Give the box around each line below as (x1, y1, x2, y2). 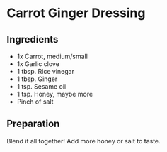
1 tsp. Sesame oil (16, 82, 67, 90)
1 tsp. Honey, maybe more (16, 90, 93, 98)
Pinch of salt (16, 97, 54, 106)
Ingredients (6, 33, 59, 45)
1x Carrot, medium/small (16, 52, 88, 60)
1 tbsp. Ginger (16, 75, 58, 83)
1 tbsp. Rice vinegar (16, 67, 75, 75)
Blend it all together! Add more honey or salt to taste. (6, 136, 161, 145)
